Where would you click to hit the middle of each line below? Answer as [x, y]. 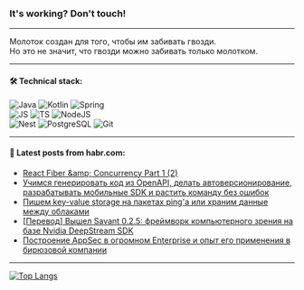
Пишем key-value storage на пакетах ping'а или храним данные [145, 201]
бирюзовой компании [64, 249]
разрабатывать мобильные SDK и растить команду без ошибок [146, 192]
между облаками [56, 211]
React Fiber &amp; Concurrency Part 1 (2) [100, 173]
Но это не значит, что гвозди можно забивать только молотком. [134, 51]
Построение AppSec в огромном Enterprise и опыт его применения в [157, 240]
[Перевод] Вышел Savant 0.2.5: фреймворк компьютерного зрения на [158, 220]
